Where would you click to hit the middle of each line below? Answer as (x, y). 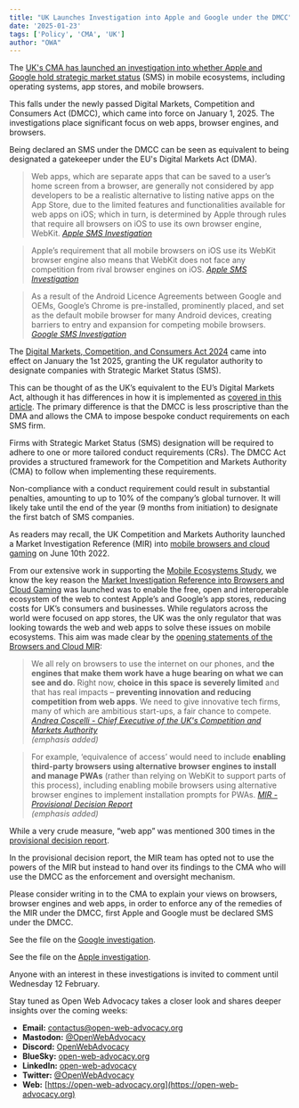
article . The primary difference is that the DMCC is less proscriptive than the (149, 407)
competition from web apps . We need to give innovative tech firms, (156, 702)
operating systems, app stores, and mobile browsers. (107, 87)
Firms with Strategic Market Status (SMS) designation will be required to (141, 443)
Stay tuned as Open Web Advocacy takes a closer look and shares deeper (145, 1001)
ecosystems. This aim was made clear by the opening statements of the (141, 637)
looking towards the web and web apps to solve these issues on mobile (140, 628)
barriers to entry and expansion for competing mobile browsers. (148, 325)
